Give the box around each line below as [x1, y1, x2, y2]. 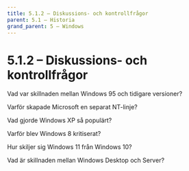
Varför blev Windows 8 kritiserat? [7, 130, 101, 138]
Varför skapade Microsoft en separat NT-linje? [7, 103, 138, 111]
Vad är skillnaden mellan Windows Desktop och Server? [7, 156, 165, 165]
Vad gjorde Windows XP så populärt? [7, 116, 112, 124]
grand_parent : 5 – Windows [7, 23, 84, 30]
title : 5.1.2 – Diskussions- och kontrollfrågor [7, 10, 149, 17]
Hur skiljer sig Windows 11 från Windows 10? [7, 143, 132, 151]
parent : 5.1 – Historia [7, 16, 75, 23]
